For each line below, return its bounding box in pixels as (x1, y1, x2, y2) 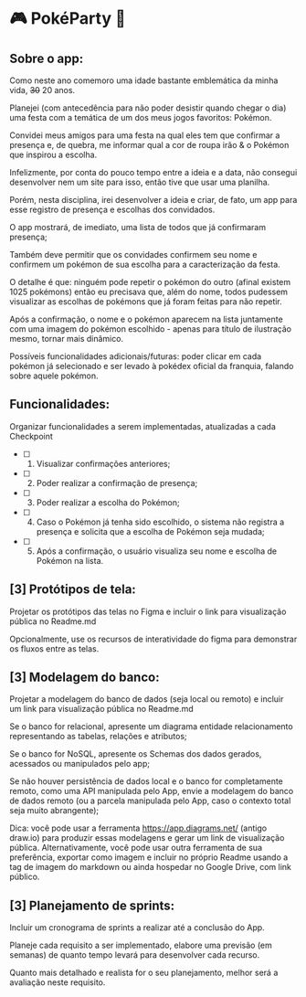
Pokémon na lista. (36, 555, 104, 566)
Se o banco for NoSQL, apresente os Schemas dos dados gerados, (9, 748, 262, 759)
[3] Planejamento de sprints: (9, 897, 175, 913)
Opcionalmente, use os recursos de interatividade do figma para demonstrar (9, 633, 298, 644)
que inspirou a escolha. (9, 149, 98, 160)
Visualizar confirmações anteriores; (36, 458, 171, 469)
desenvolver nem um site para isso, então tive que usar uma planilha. (9, 176, 270, 187)
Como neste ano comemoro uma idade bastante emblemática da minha (9, 75, 279, 86)
